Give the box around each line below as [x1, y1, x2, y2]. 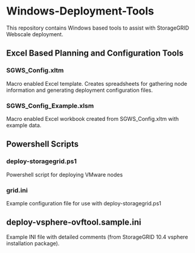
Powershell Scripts [6, 139, 79, 149]
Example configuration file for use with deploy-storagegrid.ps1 [6, 199, 162, 207]
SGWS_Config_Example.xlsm [6, 101, 94, 110]
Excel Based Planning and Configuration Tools [6, 48, 184, 59]
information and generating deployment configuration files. [6, 86, 153, 94]
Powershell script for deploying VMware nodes [6, 171, 123, 178]
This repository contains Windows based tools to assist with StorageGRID [6, 24, 190, 31]
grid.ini [6, 186, 28, 194]
